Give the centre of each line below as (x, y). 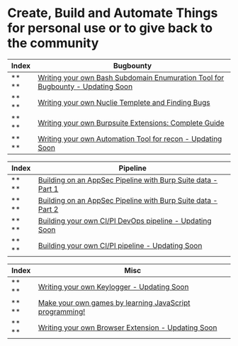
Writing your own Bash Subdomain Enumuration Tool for (131, 77)
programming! (62, 311)
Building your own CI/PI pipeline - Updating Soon (120, 245)
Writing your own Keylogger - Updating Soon (113, 286)
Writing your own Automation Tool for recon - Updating (130, 138)
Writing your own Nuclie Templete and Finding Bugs (124, 102)
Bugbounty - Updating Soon (85, 86)
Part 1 (48, 189)
